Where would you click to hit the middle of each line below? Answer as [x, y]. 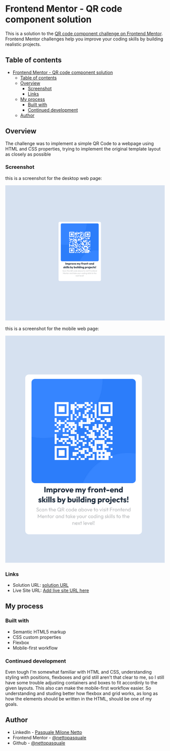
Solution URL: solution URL [41, 585]
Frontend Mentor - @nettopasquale [49, 737]
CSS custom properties [37, 637]
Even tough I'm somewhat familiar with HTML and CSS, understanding [78, 672]
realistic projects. [23, 44]
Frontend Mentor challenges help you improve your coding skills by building [84, 39]
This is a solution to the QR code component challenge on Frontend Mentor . [84, 33]
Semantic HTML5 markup [39, 632]
